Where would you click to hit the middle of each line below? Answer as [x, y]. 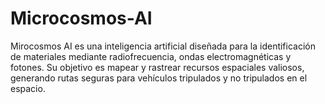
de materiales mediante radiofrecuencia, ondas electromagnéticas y [151, 56]
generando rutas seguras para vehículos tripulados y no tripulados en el [159, 78]
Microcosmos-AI [81, 18]
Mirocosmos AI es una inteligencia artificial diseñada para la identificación [163, 46]
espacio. [28, 88]
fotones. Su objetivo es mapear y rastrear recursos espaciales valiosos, [157, 67]
